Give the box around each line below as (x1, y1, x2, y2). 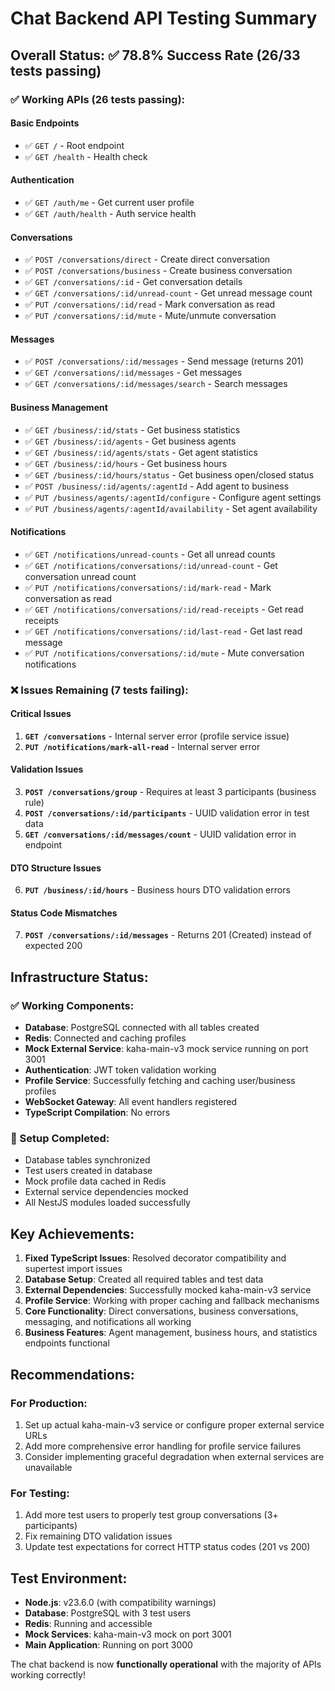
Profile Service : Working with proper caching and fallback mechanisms (24, 1295, 320, 1307)
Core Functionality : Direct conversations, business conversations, (24, 1305, 299, 1317)
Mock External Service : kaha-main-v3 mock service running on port (24, 1043, 309, 1055)
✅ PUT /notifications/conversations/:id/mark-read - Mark (24, 581, 272, 593)
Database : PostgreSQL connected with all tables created (24, 1022, 260, 1034)
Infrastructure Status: (10, 968, 149, 986)
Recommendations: (10, 1366, 135, 1383)
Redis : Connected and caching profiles (24, 1032, 187, 1044)
